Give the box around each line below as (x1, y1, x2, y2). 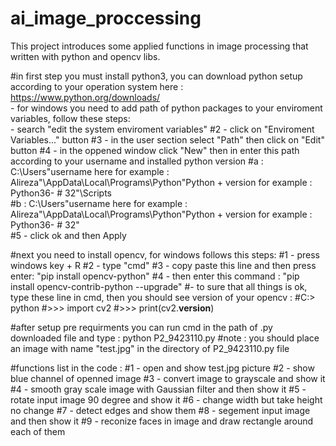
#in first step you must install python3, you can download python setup (10, 70, 303, 82)
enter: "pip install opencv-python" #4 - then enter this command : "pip (10, 270, 300, 282)
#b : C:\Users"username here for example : (10, 197, 188, 209)
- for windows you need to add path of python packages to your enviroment (10, 102, 323, 114)
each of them (10, 425, 66, 437)
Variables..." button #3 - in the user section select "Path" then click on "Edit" (10, 133, 325, 146)
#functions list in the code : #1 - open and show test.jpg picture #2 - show (10, 362, 315, 374)
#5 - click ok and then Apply (10, 229, 127, 241)
